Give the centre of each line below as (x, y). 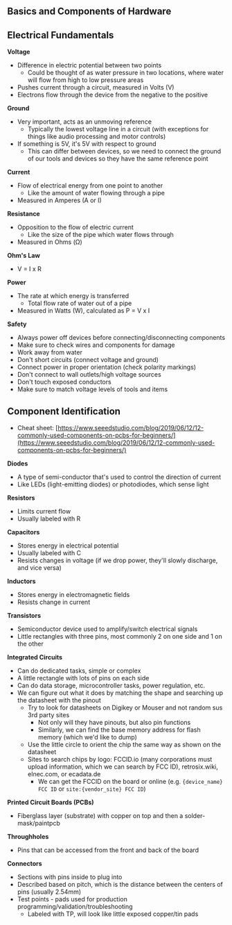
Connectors (25, 864)
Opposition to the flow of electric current (75, 227)
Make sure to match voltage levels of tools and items (92, 389)
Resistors (21, 498)
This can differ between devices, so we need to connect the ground (124, 152)
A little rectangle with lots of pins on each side (83, 678)
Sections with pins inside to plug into (70, 877)
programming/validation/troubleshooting (75, 907)
